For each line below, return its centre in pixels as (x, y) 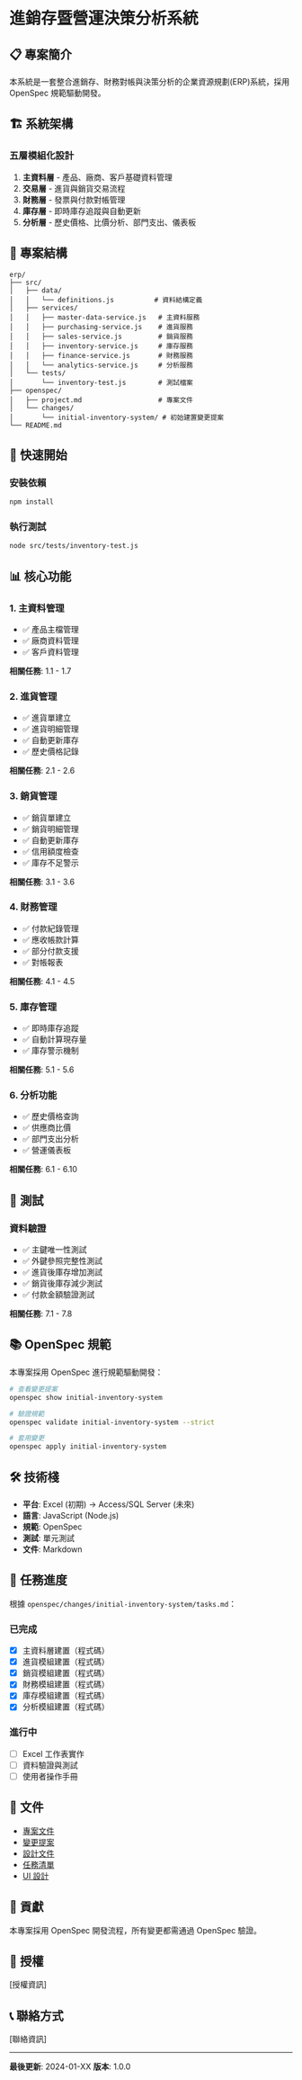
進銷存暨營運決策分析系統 (104, 18)
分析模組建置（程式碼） (66, 1707)
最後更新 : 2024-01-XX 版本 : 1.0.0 (70, 2067)
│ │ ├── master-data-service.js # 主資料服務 (105, 317)
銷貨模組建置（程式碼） (66, 1673)
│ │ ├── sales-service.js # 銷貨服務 (101, 336)
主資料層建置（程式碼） (66, 1651)
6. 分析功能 (33, 1096)
